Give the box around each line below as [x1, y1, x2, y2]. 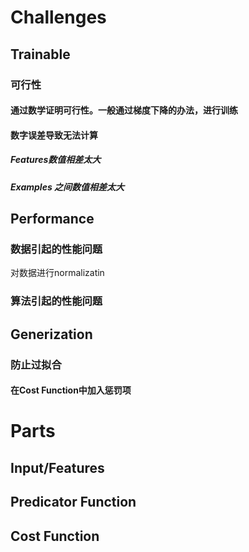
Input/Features [10, 459, 105, 476]
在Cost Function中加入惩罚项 [10, 384, 132, 396]
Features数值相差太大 [10, 154, 102, 166]
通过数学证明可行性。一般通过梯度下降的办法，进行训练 [10, 104, 238, 116]
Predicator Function [10, 494, 137, 511]
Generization [10, 326, 93, 343]
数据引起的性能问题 [10, 242, 103, 256]
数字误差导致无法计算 [10, 129, 98, 141]
